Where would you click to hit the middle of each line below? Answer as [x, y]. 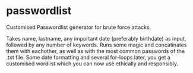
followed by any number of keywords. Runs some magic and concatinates [96, 45]
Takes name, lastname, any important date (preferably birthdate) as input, [96, 38]
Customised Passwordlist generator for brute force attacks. [79, 27]
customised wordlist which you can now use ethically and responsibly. [92, 64]
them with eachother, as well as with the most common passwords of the [96, 51]
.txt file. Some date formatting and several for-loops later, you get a [88, 57]
